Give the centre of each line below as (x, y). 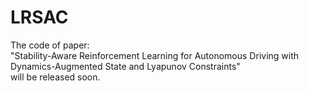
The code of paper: (50, 45)
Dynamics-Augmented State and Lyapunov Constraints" (125, 66)
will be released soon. (55, 77)
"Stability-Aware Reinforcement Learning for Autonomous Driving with (155, 55)
